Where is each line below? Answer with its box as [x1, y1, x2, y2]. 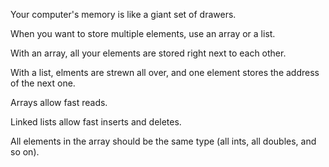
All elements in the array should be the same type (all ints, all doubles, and [10, 135, 317, 147]
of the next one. [10, 77, 76, 89]
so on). [10, 146, 40, 158]
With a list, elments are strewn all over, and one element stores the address [10, 67, 320, 78]
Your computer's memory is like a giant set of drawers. [10, 9, 237, 20]
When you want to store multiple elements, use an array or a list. [10, 28, 276, 39]
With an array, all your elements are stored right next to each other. [10, 47, 287, 59]
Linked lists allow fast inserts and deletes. [10, 116, 182, 128]
